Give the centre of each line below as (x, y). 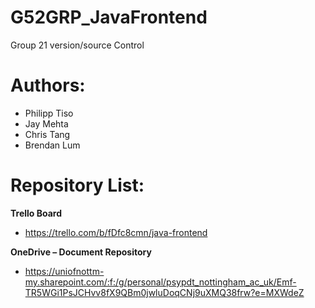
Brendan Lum (52, 145)
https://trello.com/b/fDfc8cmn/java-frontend (116, 232)
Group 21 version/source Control (77, 45)
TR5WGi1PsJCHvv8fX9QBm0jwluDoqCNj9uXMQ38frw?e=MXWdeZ (164, 292)
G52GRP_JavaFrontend (109, 17)
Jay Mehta (46, 123)
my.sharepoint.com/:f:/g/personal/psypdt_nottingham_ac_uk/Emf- (160, 282)
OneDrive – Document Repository (81, 252)
